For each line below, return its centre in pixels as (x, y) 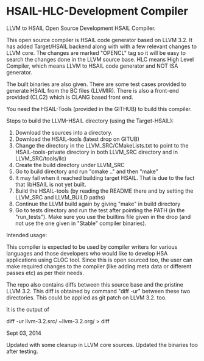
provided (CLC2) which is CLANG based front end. (70, 97)
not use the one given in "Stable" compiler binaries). (81, 223)
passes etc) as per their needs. (45, 273)
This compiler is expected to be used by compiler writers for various (92, 247)
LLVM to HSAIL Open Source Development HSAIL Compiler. (81, 28)
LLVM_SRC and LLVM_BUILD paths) (60, 197)
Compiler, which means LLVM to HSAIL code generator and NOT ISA (92, 66)
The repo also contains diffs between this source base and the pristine (95, 284)
